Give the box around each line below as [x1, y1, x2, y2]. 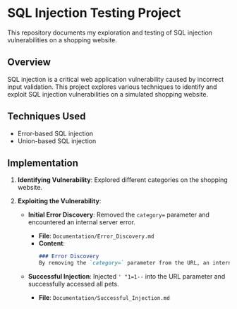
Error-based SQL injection [17, 129, 94, 138]
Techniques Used [7, 111, 86, 123]
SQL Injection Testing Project [7, 5, 181, 21]
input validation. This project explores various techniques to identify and [7, 83, 217, 91]
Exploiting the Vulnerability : [17, 197, 102, 205]
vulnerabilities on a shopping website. [7, 35, 118, 44]
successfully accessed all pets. [28, 280, 119, 289]
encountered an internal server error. [28, 218, 136, 226]
